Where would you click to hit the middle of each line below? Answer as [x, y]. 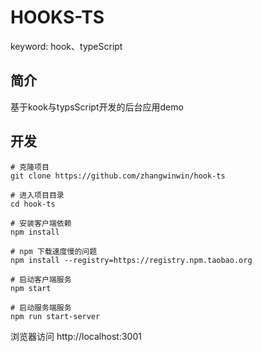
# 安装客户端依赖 [41, 223]
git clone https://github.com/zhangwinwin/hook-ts [118, 176]
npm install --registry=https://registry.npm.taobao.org [131, 260]
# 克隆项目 [30, 167]
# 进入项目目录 [37, 195]
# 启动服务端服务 [41, 307]
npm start [31, 288]
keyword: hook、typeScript [66, 46]
